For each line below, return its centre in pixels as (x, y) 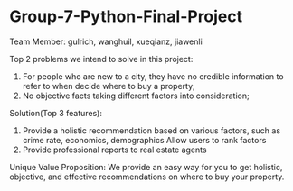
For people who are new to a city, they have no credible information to (153, 76)
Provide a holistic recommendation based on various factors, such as (151, 130)
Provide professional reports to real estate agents (114, 150)
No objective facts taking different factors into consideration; (136, 95)
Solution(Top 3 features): (56, 113)
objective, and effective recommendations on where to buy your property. (147, 177)
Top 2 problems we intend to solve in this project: (101, 59)
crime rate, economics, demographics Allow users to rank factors (144, 140)
